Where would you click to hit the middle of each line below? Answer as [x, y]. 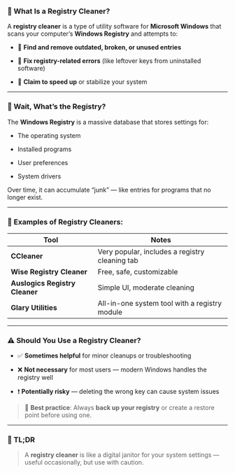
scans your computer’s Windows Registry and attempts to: [93, 34]
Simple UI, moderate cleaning [146, 288]
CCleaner [27, 256]
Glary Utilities [34, 307]
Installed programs [44, 149]
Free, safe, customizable [138, 271]
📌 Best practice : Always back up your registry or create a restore [119, 408]
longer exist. [25, 197]
